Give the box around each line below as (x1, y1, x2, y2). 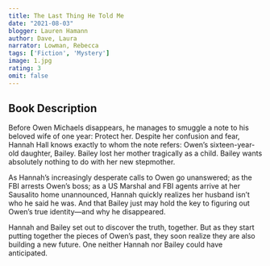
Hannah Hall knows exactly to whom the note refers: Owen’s (8, 140, 209, 150)
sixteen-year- (209, 140, 255, 150)
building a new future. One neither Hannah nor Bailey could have (8, 239, 223, 250)
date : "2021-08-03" (8, 19, 74, 27)
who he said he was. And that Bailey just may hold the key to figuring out (8, 198, 250, 208)
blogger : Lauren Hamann (8, 27, 89, 35)
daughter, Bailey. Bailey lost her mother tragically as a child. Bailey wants (20, 148, 263, 158)
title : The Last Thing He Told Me (8, 11, 125, 20)
